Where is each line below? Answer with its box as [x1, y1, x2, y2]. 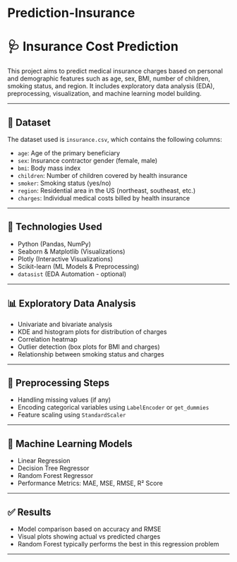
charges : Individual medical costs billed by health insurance [17, 193, 190, 202]
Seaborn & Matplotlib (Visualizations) [17, 247, 126, 256]
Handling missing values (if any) [17, 395, 111, 404]
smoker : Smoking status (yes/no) [17, 179, 111, 187]
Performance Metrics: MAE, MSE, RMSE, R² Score [17, 479, 164, 488]
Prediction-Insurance [7, 5, 135, 21]
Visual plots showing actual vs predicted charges [17, 532, 161, 541]
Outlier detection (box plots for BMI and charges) [17, 342, 160, 351]
